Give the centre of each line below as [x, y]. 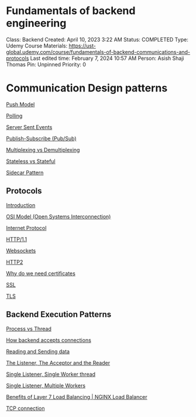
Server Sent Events [29, 127]
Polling [14, 116]
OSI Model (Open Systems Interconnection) [59, 216]
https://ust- [82, 46]
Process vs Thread [29, 328]
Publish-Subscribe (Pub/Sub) [42, 138]
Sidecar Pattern [25, 172]
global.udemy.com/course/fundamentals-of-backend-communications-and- [98, 52]
